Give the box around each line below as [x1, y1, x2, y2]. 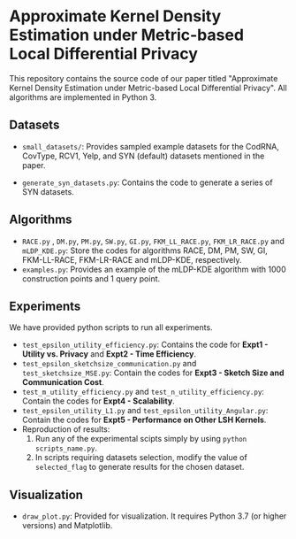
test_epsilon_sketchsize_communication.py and [21, 358, 197, 369]
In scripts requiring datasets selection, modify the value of [34, 452, 247, 463]
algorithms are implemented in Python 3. [9, 91, 157, 103]
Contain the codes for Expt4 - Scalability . [21, 396, 175, 406]
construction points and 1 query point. [21, 273, 161, 284]
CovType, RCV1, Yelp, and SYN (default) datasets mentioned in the [21, 150, 265, 161]
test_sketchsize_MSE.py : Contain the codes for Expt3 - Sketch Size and [21, 367, 285, 378]
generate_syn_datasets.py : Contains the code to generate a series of [21, 177, 273, 188]
